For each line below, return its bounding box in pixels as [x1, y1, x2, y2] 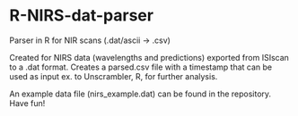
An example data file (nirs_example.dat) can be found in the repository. [9, 88, 272, 99]
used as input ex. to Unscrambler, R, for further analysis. [9, 70, 218, 81]
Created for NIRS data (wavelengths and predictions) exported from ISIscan [9, 52, 290, 62]
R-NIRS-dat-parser [9, 5, 154, 26]
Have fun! [9, 97, 46, 108]
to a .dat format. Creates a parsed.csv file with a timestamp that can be [9, 62, 272, 72]
